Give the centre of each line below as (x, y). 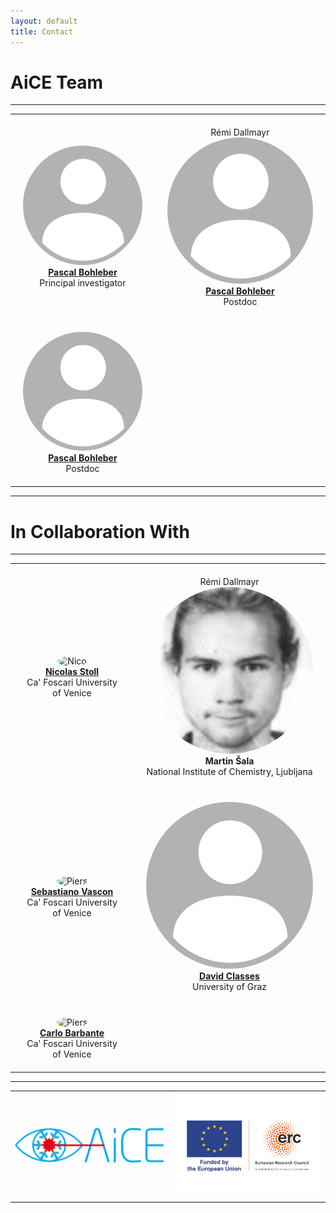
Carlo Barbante (72, 1033)
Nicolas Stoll (72, 671)
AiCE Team (57, 82)
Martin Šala (229, 761)
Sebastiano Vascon (72, 892)
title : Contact (42, 31)
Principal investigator (83, 282)
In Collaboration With (100, 531)
